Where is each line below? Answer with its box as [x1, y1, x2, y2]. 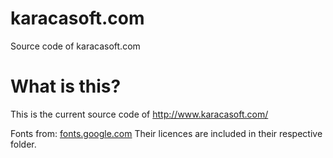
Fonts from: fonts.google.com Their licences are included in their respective [10, 127, 323, 139]
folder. [10, 138, 37, 150]
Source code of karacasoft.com [10, 40, 141, 52]
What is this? [10, 75, 122, 98]
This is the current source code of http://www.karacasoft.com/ [10, 108, 269, 120]
